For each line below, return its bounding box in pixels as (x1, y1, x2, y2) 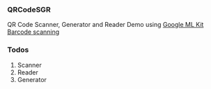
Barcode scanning (7, 28, 60, 36)
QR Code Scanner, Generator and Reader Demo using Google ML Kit (7, 21, 204, 29)
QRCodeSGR (7, 5, 51, 14)
